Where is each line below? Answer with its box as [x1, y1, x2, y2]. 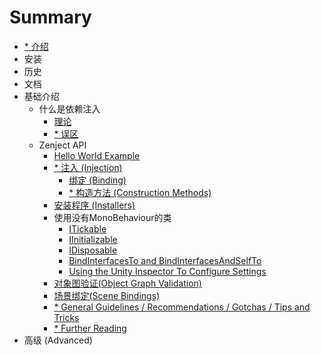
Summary [9, 6, 92, 29]
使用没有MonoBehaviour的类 [53, 211, 172, 223]
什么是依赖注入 [38, 102, 101, 115]
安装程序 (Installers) [53, 199, 136, 211]
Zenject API [38, 139, 87, 151]
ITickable [68, 222, 107, 235]
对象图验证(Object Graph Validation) [53, 277, 202, 289]
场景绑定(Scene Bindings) [53, 289, 161, 301]
